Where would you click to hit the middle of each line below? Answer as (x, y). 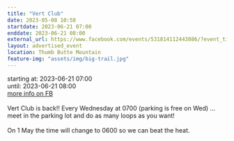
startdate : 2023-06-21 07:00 (49, 26)
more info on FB (30, 93)
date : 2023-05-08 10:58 (42, 20)
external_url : (28, 40)
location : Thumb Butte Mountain (54, 53)
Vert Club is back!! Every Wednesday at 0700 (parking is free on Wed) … (111, 108)
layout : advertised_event (45, 46)
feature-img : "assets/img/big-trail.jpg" (68, 59)
